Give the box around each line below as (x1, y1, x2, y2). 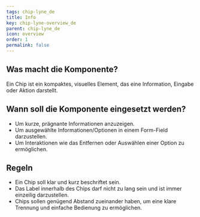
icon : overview (6, 31, 44, 37)
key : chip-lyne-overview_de (6, 20, 77, 26)
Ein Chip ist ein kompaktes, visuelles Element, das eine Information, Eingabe (6, 80, 194, 88)
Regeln (6, 162, 33, 173)
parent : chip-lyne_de (6, 25, 60, 32)
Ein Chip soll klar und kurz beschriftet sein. (14, 179, 121, 186)
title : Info (6, 14, 36, 20)
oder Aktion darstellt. (6, 86, 58, 94)
